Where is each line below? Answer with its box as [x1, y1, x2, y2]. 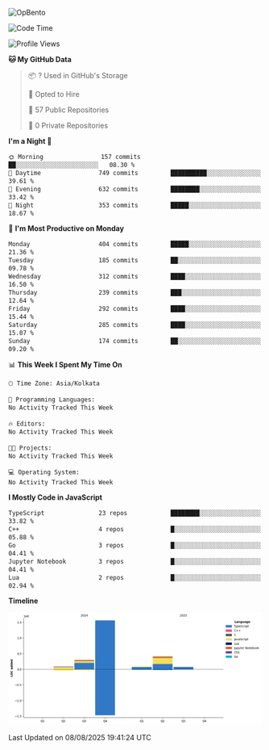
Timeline [8, 596, 39, 605]
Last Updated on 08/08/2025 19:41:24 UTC [8, 733, 151, 743]
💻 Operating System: [8, 468, 81, 476]
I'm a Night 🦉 [8, 136, 52, 145]
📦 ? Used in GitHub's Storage [27, 71, 129, 80]
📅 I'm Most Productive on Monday [8, 224, 125, 233]
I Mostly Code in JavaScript [8, 492, 103, 502]
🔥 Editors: [8, 420, 46, 428]
